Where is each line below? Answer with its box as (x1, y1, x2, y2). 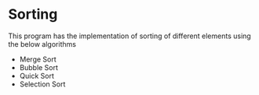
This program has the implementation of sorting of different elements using (8, 31, 251, 40)
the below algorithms (8, 39, 77, 48)
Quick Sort (19, 71, 55, 80)
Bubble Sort (19, 62, 59, 72)
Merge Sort (19, 55, 57, 64)
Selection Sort (19, 79, 66, 89)
